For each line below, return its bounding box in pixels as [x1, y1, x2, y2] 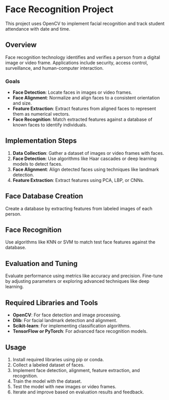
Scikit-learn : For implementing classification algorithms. [12, 323, 131, 329]
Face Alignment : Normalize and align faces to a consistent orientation [12, 95, 160, 101]
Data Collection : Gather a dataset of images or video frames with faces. [12, 150, 164, 156]
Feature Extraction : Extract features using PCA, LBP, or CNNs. [12, 177, 145, 183]
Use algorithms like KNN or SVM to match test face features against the [5, 239, 156, 245]
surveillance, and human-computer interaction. [5, 65, 104, 71]
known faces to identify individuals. [12, 122, 88, 128]
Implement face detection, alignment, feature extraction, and [12, 367, 140, 373]
